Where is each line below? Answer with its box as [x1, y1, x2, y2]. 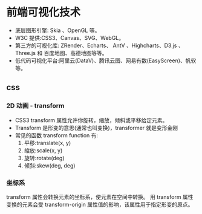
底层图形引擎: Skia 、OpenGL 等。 [15, 27, 100, 34]
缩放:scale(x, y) [24, 146, 63, 154]
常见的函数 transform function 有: [15, 131, 99, 139]
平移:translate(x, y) [24, 139, 71, 146]
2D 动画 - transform [6, 102, 65, 110]
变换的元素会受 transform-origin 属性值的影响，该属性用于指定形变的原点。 [6, 201, 194, 208]
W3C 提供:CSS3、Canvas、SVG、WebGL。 [15, 34, 125, 41]
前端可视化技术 [6, 5, 81, 19]
